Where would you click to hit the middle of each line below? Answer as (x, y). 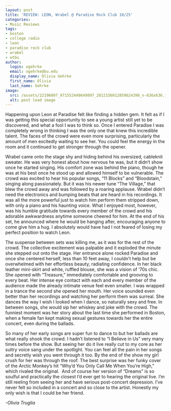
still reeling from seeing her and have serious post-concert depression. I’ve (84, 382)
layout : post (19, 10)
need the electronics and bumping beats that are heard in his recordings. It (83, 195)
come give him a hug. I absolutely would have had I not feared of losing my (84, 227)
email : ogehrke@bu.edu (34, 72)
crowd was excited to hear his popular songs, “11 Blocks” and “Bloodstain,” (84, 178)
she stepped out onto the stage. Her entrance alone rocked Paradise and (82, 253)
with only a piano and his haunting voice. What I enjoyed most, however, (81, 205)
